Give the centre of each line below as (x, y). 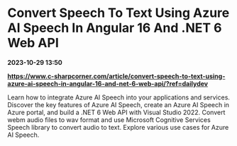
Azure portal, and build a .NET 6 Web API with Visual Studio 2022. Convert (116, 112)
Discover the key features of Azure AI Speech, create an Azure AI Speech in (118, 104)
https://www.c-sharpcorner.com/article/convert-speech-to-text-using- (116, 76)
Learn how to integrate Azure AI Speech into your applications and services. (119, 97)
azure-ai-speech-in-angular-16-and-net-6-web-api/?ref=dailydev (108, 83)
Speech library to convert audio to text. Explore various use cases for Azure (118, 127)
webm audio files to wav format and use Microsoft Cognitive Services (109, 120)
